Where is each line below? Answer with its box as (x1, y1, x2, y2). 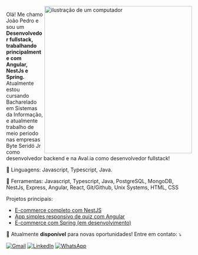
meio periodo (6, 130, 39, 137)
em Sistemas (6, 105, 38, 111)
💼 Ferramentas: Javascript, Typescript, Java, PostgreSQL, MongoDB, (6, 178, 174, 184)
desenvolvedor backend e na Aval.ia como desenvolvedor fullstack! (6, 155, 170, 161)
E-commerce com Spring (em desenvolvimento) (14, 219, 131, 226)
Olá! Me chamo (6, 11, 43, 18)
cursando (6, 92, 29, 99)
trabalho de (6, 124, 34, 130)
